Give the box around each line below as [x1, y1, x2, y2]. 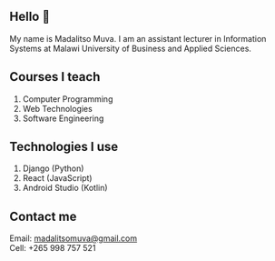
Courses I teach [9, 69, 101, 85]
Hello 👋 [9, 9, 51, 25]
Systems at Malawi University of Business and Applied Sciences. [9, 43, 252, 54]
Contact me [9, 208, 77, 224]
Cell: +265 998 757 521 [9, 243, 96, 254]
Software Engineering [22, 113, 104, 124]
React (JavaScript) [22, 173, 93, 184]
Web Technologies [22, 103, 93, 114]
